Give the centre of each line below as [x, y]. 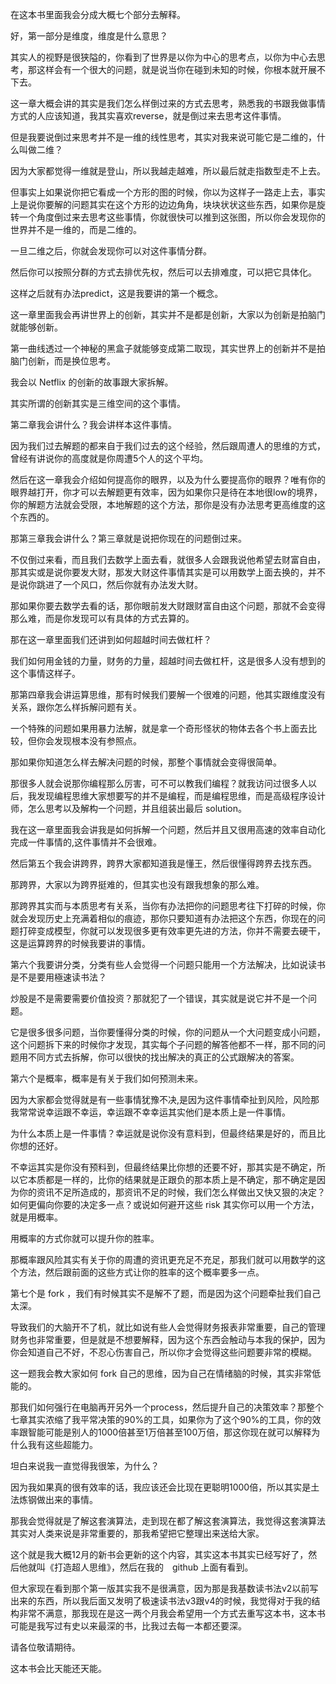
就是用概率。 [36, 1217]
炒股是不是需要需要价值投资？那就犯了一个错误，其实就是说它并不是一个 [159, 998]
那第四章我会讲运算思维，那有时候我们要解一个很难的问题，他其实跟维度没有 [168, 694]
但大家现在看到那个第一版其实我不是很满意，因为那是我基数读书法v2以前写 [164, 1588]
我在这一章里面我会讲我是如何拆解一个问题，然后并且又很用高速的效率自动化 [168, 829]
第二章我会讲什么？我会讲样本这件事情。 [93, 424]
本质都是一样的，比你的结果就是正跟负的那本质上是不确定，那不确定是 [172, 1179]
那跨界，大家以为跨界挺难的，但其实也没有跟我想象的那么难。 [137, 884]
